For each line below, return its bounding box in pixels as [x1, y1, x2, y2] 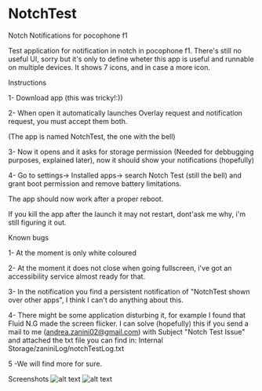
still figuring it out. [8, 217, 67, 227]
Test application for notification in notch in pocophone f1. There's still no [8, 46, 242, 55]
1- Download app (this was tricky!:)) [8, 93, 123, 102]
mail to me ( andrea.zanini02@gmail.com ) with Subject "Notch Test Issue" [8, 327, 246, 336]
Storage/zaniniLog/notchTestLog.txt [8, 343, 125, 353]
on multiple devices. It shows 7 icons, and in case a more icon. [8, 62, 210, 71]
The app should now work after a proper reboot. [8, 194, 164, 203]
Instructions [8, 78, 47, 87]
